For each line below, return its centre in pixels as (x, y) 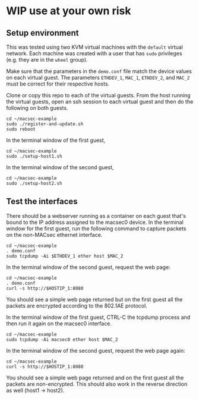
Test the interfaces (42, 202)
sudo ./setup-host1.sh (34, 156)
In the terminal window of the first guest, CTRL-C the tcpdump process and (98, 317)
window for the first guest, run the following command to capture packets (96, 228)
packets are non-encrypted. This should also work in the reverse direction (97, 384)
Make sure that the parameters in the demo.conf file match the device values (99, 71)
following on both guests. (37, 108)
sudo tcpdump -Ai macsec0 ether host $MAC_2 (62, 340)
